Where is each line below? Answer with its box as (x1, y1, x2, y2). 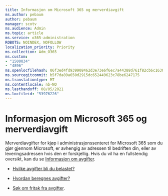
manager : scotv (5, 21, 37, 27)
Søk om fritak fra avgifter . (12, 185, 65, 191)
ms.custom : (5, 54, 28, 59)
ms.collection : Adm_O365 (5, 49, 57, 54)
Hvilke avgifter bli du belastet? (12, 166, 75, 172)
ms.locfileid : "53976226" (5, 91, 59, 96)
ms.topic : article (5, 31, 43, 36)
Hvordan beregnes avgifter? (12, 175, 70, 181)
